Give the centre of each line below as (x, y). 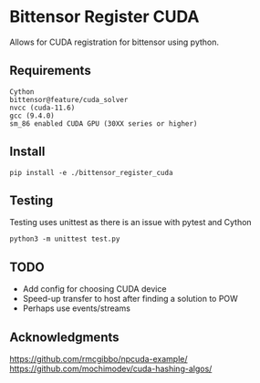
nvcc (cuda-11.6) (42, 108)
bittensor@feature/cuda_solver (69, 99)
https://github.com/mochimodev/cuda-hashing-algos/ (111, 368)
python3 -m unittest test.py (65, 239)
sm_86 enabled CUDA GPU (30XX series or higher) (104, 124)
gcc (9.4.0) (32, 116)
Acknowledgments (65, 337)
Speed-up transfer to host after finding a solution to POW (130, 299)
